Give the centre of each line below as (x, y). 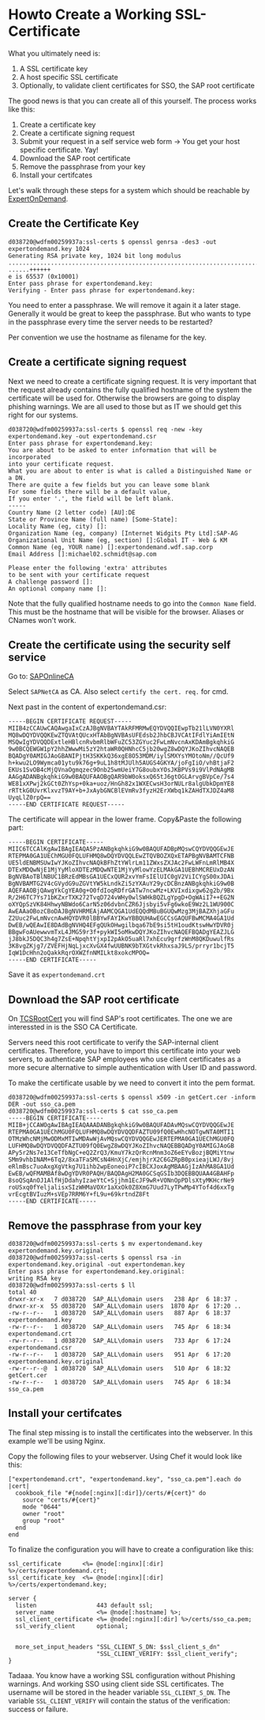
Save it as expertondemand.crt (57, 974)
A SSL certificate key (54, 68)
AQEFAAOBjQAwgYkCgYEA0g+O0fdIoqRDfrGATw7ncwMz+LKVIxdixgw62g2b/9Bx (121, 891)
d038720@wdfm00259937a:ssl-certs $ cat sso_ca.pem (93, 1111)
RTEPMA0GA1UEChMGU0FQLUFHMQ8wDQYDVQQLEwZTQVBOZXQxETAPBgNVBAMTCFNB (121, 856)
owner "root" (44, 1513)
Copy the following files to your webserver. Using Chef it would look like (125, 1456)
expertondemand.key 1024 (49, 249)
